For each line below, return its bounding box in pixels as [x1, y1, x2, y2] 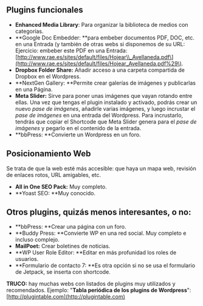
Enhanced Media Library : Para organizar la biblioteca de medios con [15, 21, 188, 28]
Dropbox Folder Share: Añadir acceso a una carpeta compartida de [15, 66, 185, 74]
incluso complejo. [15, 236, 60, 243]
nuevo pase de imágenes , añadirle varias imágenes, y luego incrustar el [15, 105, 196, 112]
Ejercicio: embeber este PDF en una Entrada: [15, 47, 128, 54]
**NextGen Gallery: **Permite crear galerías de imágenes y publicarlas [15, 79, 196, 86]
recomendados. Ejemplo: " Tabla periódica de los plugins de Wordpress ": [6, 287, 191, 294]
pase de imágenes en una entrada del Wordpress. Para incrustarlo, [15, 111, 184, 119]
